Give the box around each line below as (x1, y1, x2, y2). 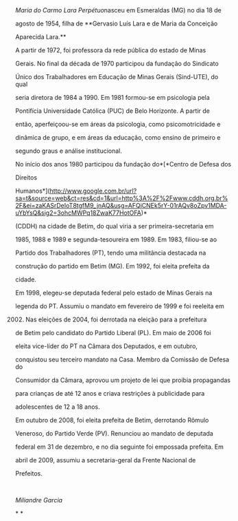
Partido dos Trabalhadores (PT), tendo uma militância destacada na (15, 248, 206, 257)
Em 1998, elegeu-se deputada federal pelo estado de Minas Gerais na (15, 289, 213, 297)
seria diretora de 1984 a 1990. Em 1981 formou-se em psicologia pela (15, 94, 211, 101)
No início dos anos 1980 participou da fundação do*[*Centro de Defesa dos (15, 160, 232, 168)
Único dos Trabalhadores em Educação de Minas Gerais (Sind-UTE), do (15, 73, 219, 81)
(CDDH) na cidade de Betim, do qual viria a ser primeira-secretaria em (15, 222, 214, 230)
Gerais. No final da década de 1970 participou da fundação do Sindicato (15, 59, 219, 67)
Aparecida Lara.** (15, 33, 67, 41)
